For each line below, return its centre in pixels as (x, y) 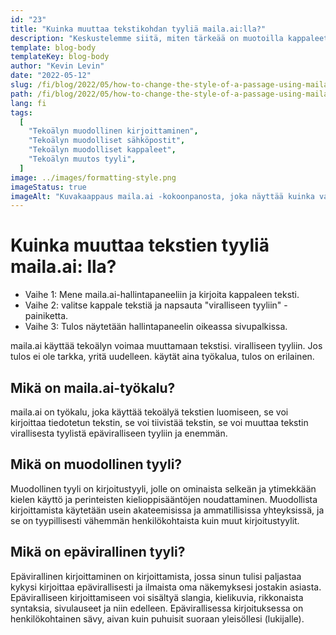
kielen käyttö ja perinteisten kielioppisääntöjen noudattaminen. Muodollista (164, 499)
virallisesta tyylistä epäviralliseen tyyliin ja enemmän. (119, 433)
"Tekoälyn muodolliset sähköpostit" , (107, 141)
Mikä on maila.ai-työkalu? (93, 387)
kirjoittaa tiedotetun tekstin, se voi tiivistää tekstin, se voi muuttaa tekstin (159, 422)
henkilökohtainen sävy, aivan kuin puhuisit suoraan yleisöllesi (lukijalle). (157, 618)
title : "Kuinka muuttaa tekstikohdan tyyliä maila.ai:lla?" (138, 29)
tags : (21, 112)
